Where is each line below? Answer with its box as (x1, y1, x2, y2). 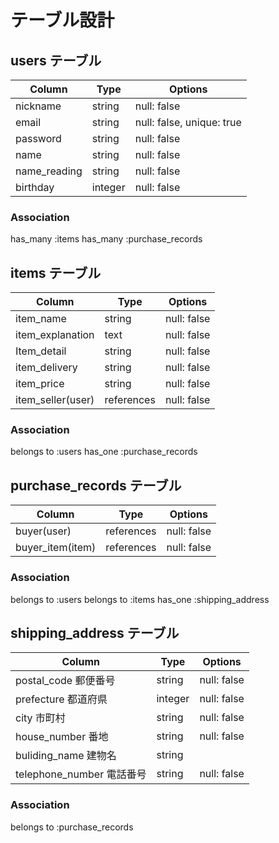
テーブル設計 (10, 9, 115, 32)
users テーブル (10, 52, 102, 69)
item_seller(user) (15, 393, 95, 407)
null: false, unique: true (134, 116, 242, 129)
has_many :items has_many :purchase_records (10, 233, 203, 245)
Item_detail (15, 344, 67, 358)
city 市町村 (15, 711, 66, 725)
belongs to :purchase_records (10, 821, 134, 833)
